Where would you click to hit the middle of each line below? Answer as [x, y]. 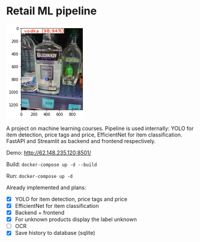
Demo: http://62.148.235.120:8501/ [49, 152]
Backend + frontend [40, 213]
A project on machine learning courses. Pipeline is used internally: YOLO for [100, 128]
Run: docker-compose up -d [40, 176]
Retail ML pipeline [52, 11]
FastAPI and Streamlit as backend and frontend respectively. [81, 141]
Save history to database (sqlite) [55, 233]
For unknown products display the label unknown [76, 219]
